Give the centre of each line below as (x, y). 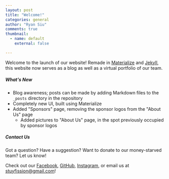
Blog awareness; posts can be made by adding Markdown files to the (86, 92)
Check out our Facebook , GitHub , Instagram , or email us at (67, 165)
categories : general (27, 19)
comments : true (22, 29)
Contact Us (18, 137)
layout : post (19, 10)
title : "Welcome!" (25, 15)
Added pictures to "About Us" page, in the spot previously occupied (92, 120)
